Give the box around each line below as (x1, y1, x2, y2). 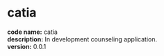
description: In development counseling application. (7, 35, 158, 43)
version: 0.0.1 (7, 42, 47, 50)
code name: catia (7, 28, 58, 36)
